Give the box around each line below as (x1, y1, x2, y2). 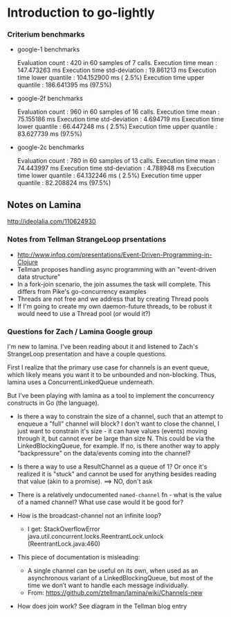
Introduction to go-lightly (7, 5, 156, 21)
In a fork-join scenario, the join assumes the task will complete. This (17, 279, 211, 288)
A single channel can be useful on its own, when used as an (27, 566, 198, 575)
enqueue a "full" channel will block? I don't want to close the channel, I (17, 419, 220, 428)
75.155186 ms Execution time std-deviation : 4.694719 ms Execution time (17, 115, 224, 123)
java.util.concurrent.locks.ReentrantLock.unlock (27, 532, 164, 540)
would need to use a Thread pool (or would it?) (17, 309, 151, 318)
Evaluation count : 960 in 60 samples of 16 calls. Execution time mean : (17, 107, 220, 116)
